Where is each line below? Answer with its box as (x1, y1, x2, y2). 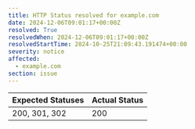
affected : (8, 56, 41, 63)
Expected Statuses (12, 95, 85, 106)
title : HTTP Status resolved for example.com (8, 11, 159, 20)
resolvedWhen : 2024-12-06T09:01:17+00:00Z (8, 33, 149, 41)
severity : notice (8, 48, 65, 56)
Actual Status (91, 95, 143, 106)
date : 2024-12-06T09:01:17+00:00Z (8, 19, 121, 27)
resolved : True (8, 26, 58, 34)
